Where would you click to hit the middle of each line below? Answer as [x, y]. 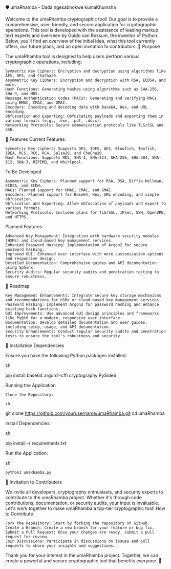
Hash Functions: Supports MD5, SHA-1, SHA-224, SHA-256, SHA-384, [78, 158]
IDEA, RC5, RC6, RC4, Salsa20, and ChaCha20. [55, 153]
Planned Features [24, 227]
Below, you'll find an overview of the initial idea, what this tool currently [80, 41]
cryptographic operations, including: [44, 62]
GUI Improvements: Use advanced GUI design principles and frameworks [82, 314]
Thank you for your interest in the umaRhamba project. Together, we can [82, 555]
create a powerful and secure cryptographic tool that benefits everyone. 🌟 [84, 561]
